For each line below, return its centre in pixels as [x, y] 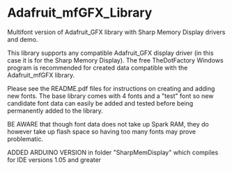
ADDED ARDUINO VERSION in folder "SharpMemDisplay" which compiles [113, 152]
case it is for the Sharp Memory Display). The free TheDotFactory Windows [116, 60]
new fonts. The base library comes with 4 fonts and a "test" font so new [110, 96]
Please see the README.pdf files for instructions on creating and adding [111, 88]
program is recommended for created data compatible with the [98, 67]
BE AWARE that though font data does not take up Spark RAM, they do [108, 124]
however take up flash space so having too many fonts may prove [102, 131]
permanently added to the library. [55, 111]
